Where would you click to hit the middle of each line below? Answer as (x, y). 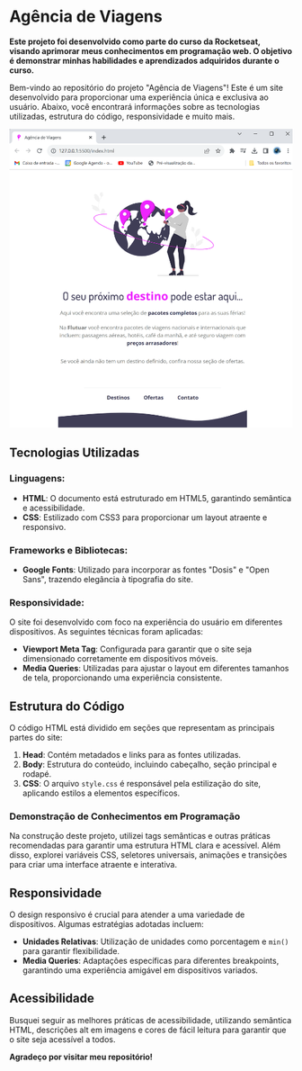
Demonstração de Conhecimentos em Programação (125, 816)
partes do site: (36, 737)
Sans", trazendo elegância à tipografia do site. (107, 579)
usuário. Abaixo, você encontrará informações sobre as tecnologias (135, 106)
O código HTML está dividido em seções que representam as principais (142, 727)
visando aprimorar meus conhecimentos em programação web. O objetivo (151, 50)
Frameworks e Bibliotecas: (69, 550)
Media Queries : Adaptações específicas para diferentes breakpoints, (151, 961)
